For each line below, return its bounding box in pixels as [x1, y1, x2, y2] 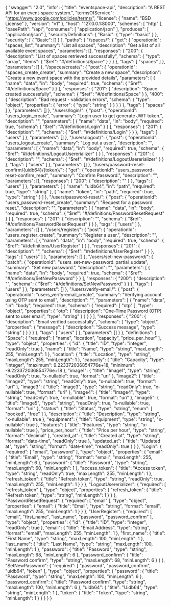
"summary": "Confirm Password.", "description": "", [50, 172, 158, 178]
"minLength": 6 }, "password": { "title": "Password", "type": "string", [5, 460, 148, 466]
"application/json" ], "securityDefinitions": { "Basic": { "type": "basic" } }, [5, 32, 158, 37]
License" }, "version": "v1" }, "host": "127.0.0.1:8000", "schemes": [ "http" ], [5, 20, 163, 27]
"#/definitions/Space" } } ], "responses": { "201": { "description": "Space [5, 86, 158, 91]
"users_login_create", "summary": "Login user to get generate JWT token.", [5, 113, 163, 119]
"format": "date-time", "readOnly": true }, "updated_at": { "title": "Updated [5, 438, 161, 444]
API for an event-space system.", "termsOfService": [5, 10, 114, 16]
